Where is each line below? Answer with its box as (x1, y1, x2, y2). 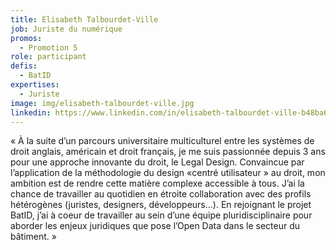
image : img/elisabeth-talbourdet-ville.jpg (10, 98, 195, 108)
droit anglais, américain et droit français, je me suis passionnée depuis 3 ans (10, 146, 326, 158)
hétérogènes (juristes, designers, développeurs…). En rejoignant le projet (10, 199, 312, 211)
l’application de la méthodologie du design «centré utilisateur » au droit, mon (10, 167, 326, 179)
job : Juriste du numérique (10, 24, 123, 34)
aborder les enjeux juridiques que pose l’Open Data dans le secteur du (10, 220, 301, 232)
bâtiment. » (10, 231, 57, 243)
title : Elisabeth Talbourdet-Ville (10, 14, 159, 25)
